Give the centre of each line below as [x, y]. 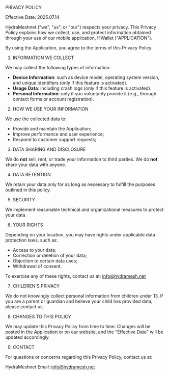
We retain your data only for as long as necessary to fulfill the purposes [80, 184]
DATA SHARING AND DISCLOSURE [49, 149]
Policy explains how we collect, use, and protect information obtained [78, 32]
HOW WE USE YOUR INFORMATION [51, 109]
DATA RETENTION [32, 175]
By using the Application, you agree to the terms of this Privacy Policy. [79, 48]
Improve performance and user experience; [58, 134]
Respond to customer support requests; [54, 139]
